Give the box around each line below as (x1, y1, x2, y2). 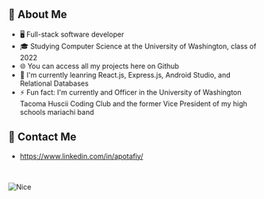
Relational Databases (19, 78, 89, 88)
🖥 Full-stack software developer (19, 29, 124, 39)
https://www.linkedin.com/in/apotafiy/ (19, 151, 143, 161)
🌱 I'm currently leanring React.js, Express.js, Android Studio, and (19, 70, 231, 79)
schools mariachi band (19, 107, 94, 117)
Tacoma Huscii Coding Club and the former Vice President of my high (19, 98, 248, 108)
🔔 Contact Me (8, 130, 77, 144)
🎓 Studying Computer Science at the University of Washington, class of (19, 41, 257, 51)
